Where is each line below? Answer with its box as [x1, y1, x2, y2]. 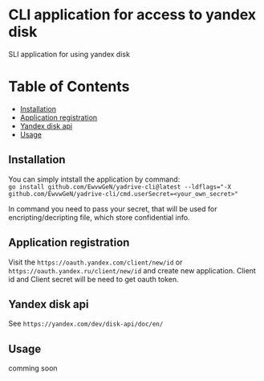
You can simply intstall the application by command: [8, 174, 181, 184]
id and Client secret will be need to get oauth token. [8, 274, 179, 284]
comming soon [8, 363, 58, 373]
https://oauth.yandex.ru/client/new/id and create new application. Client [8, 265, 257, 275]
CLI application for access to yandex [8, 6, 257, 24]
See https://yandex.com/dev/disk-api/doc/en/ [8, 319, 164, 329]
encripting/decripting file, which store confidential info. [8, 212, 190, 222]
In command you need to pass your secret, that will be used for [8, 203, 217, 214]
